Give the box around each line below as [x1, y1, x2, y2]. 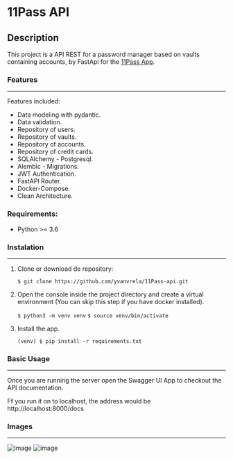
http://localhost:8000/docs [7, 404, 85, 413]
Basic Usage [7, 353, 51, 363]
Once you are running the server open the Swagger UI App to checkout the [7, 376, 222, 385]
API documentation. [7, 383, 64, 392]
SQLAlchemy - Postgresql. [17, 155, 94, 163]
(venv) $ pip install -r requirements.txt [17, 337, 142, 344]
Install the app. [17, 324, 60, 333]
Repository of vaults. [17, 133, 77, 141]
